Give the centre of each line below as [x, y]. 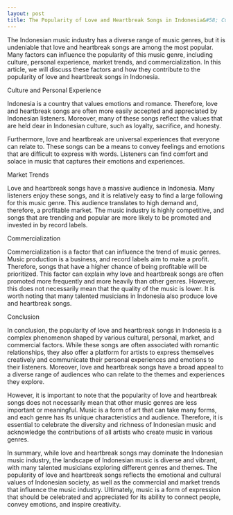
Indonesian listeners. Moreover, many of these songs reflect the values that [115, 118]
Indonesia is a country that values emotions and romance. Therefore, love [113, 103]
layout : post [26, 14]
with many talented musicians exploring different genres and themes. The [112, 467]
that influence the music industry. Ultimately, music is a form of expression [114, 489]
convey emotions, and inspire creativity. [64, 504]
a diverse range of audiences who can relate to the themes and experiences [116, 374]
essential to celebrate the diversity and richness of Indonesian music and [112, 424]
